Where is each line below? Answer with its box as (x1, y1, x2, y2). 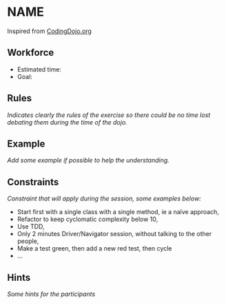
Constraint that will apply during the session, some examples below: (7, 194, 201, 203)
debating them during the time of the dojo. (7, 118, 127, 126)
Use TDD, (17, 222, 45, 231)
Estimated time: (17, 65, 62, 73)
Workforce (7, 47, 54, 59)
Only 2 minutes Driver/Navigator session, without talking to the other (17, 230, 212, 238)
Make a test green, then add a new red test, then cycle (17, 244, 172, 253)
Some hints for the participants (7, 290, 96, 298)
